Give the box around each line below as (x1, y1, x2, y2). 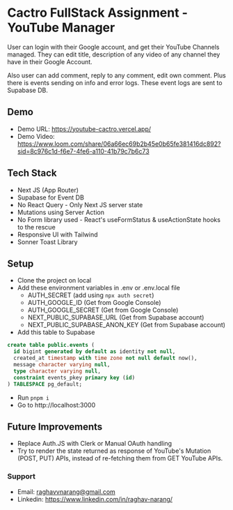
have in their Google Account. (7, 57, 93, 66)
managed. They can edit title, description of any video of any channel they (7, 50, 220, 59)
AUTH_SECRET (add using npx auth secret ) (27, 291, 154, 299)
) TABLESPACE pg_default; (7, 380, 82, 388)
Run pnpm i (17, 393, 50, 402)
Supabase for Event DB (17, 193, 85, 202)
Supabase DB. (7, 86, 49, 94)
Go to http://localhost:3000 (17, 400, 96, 409)
